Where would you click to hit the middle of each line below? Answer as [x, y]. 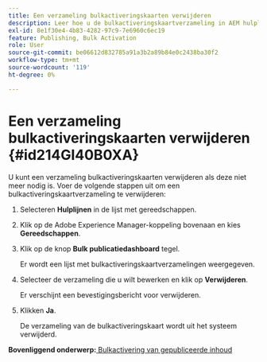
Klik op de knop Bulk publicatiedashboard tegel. [100, 248]
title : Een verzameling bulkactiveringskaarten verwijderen [110, 16]
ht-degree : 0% [32, 75]
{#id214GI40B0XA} [74, 155]
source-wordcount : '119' [49, 68]
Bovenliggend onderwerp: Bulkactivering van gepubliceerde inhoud [120, 349]
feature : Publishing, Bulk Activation [72, 38]
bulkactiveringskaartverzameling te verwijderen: [87, 194]
